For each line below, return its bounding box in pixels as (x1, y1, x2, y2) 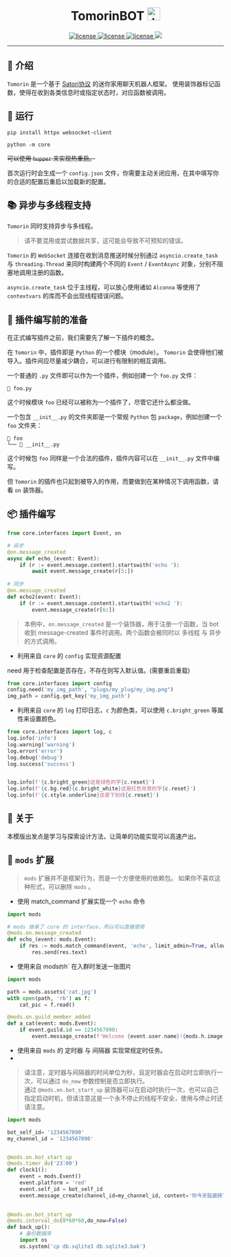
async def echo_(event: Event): (7, 555, 100, 562)
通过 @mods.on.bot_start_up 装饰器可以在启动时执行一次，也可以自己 (23, 1085, 219, 1094)
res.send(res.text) (32, 949, 88, 956)
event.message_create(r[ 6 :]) (32, 606, 115, 613)
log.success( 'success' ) (7, 760, 76, 768)
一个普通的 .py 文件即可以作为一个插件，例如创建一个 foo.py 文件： (7, 371, 199, 380)
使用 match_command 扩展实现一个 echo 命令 (16, 897, 146, 906)
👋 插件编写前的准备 (7, 314, 88, 325)
